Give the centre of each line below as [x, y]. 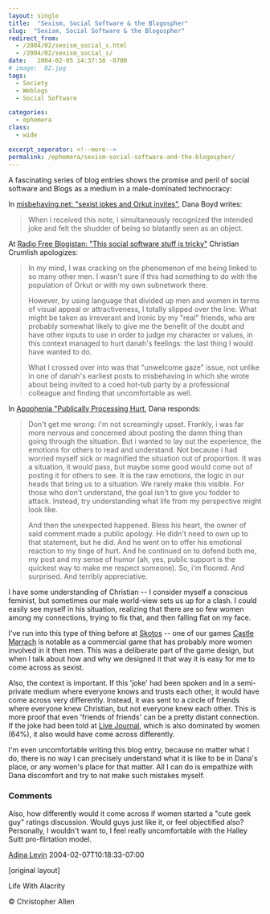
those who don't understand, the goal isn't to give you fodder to [134, 492]
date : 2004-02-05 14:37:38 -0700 [68, 61]
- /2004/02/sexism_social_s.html [72, 46]
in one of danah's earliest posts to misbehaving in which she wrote [139, 375]
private [20, 691]
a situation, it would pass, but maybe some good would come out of [140, 466]
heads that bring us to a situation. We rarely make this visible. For [136, 484]
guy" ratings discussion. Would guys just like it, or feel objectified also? [126, 822]
